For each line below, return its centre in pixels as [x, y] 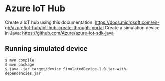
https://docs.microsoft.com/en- [127, 22]
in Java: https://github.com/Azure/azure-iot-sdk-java [59, 33]
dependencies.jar [23, 73]
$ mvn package [20, 65]
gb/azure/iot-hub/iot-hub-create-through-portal [54, 27]
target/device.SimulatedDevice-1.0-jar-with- [80, 69]
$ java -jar [17, 69]
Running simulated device [47, 49]
